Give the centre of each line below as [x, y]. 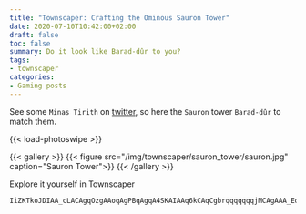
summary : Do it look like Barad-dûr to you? [95, 52]
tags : [20, 60]
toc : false [30, 43]
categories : [32, 77]
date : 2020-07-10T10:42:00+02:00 [73, 26]
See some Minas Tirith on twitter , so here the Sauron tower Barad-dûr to [145, 111]
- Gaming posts [38, 86]
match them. [33, 121]
